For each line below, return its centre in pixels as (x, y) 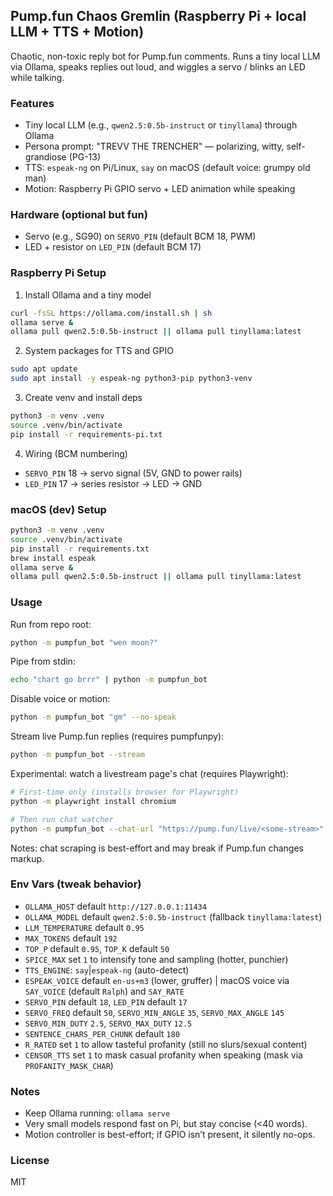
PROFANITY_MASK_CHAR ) (69, 1065)
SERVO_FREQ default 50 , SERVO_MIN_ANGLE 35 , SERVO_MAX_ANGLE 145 (154, 1012)
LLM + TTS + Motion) (77, 32)
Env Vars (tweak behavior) (76, 884)
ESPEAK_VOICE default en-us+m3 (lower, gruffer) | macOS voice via (157, 980)
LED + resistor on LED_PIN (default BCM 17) (113, 247)
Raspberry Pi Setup (58, 273)
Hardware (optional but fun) (79, 215)
